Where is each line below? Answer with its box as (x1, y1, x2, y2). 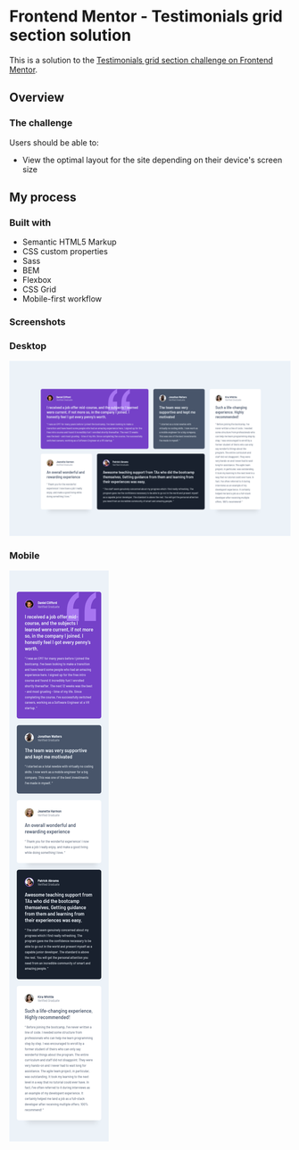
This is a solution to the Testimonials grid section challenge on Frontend (9, 54, 274, 65)
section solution (9, 25, 132, 46)
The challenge (9, 117, 73, 129)
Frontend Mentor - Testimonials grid (9, 6, 283, 27)
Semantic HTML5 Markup (21, 236, 118, 247)
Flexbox (21, 275, 52, 285)
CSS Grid (21, 284, 56, 295)
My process (9, 190, 77, 205)
